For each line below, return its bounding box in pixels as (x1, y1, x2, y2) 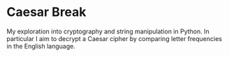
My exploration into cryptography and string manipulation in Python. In (6, 27, 210, 35)
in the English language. (6, 42, 76, 50)
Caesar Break (6, 4, 87, 20)
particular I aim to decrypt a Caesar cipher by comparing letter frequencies (6, 34, 223, 42)
